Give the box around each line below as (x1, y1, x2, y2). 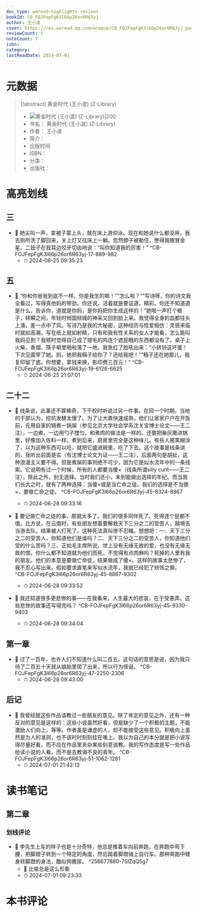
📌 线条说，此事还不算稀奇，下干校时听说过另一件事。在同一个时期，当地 (14, 407, 190, 414)
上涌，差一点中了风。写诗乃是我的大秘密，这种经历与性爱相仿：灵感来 (14, 322, 186, 329)
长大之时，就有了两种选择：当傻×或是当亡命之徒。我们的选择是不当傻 (19, 481, 189, 488)
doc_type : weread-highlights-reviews (6, 8, 99, 15)
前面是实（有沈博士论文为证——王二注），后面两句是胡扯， (40, 451, 183, 458)
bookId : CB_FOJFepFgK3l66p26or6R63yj (6, 14, 99, 20)
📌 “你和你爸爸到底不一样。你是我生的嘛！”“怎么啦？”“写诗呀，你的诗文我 (14, 292, 192, 299)
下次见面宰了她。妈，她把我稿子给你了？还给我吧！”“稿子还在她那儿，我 (14, 351, 190, 358)
